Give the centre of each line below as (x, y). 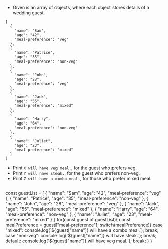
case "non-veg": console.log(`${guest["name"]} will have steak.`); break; (81, 236)
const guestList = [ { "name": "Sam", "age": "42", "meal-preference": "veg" (83, 193)
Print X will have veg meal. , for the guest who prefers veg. (75, 168)
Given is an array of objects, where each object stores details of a (81, 7)
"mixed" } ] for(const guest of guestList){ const (81, 220)
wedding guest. (29, 13)
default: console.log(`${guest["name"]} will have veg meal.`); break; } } (79, 241)
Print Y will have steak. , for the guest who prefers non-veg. (76, 173)
